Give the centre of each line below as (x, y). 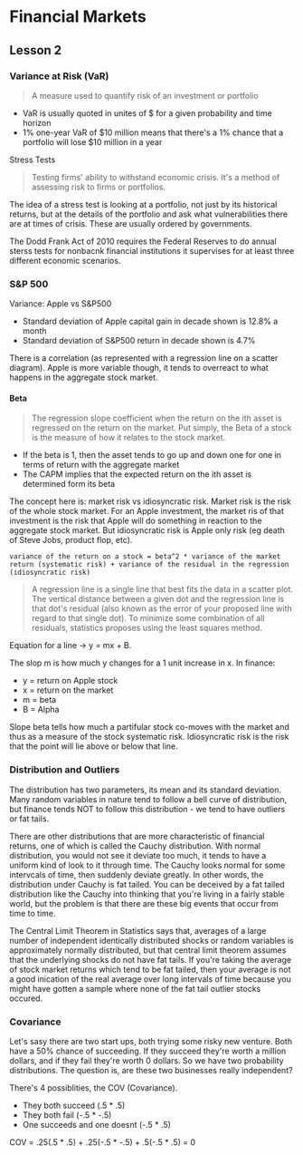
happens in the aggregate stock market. (84, 377)
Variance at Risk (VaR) (59, 76)
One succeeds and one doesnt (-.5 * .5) (97, 1124)
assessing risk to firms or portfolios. (98, 187)
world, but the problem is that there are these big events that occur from (144, 903)
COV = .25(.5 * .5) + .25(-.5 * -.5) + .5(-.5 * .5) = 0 (103, 1142)
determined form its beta (69, 484)
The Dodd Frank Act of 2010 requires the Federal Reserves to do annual (143, 241)
